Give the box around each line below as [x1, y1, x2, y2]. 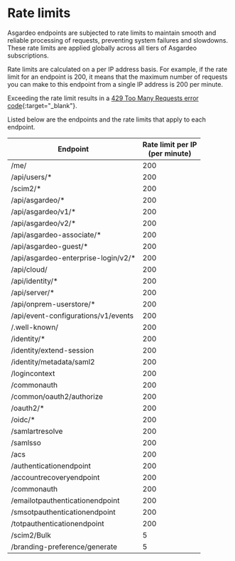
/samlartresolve [11, 426, 63, 436]
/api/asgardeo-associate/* [11, 230, 102, 240]
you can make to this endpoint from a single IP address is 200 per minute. [7, 80, 224, 88]
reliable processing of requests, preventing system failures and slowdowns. [7, 36, 229, 44]
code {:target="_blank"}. [7, 101, 77, 109]
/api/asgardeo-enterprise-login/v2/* [11, 252, 136, 262]
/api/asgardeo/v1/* [11, 206, 77, 216]
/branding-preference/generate [11, 542, 118, 552]
